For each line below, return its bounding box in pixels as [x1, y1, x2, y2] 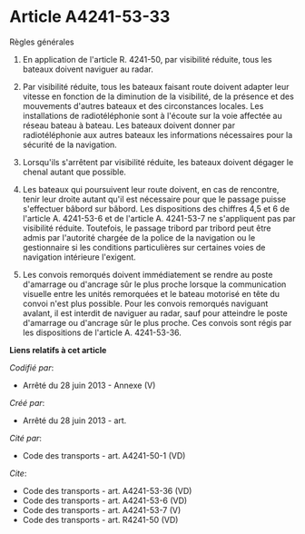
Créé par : [9, 397, 45, 408]
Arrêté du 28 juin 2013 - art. [22, 415, 127, 426]
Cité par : [9, 432, 43, 443]
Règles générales [9, 36, 74, 47]
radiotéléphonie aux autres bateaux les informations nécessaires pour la [22, 129, 293, 140]
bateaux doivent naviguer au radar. [22, 64, 154, 74]
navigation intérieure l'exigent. [22, 252, 136, 262]
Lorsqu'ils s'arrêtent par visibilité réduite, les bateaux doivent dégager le [22, 156, 294, 167]
